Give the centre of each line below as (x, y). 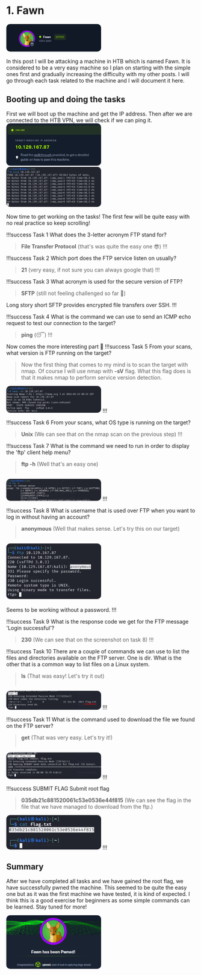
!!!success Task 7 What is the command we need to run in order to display (98, 445)
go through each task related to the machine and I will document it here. (95, 80)
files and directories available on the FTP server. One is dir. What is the (94, 658)
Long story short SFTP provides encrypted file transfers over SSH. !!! (91, 305)
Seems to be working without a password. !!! (61, 610)
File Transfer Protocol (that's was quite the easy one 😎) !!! (94, 247)
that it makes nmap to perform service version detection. (91, 378)
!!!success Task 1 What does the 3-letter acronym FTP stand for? (86, 235)
